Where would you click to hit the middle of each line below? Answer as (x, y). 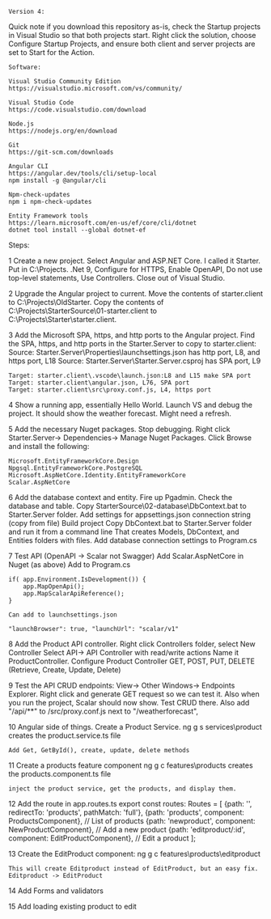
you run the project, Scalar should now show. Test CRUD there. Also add (129, 703)
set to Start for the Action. (52, 52)
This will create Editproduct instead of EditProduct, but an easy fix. (133, 869)
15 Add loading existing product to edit (73, 906)
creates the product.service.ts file (65, 735)
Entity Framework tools (49, 216)
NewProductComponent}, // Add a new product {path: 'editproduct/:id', (127, 830)
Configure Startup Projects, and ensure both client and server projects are (132, 44)
